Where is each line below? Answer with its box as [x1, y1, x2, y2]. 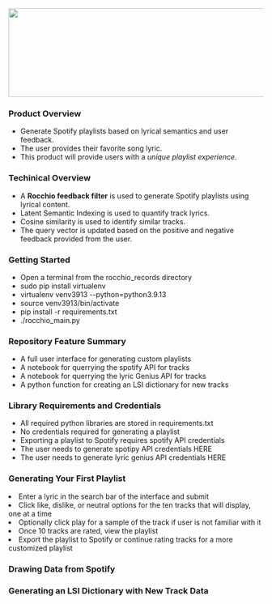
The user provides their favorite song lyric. [19, 143, 163, 153]
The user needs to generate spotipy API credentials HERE [19, 444, 213, 454]
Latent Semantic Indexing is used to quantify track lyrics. [19, 208, 210, 218]
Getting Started [8, 254, 70, 266]
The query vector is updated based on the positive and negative [19, 225, 235, 235]
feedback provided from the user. [19, 234, 132, 244]
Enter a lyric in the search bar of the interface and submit [19, 491, 209, 501]
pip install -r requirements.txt [19, 307, 117, 317]
